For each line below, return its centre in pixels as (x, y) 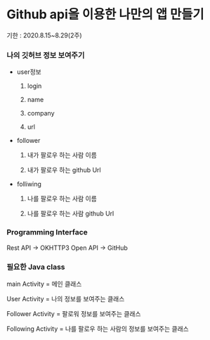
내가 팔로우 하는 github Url (64, 170)
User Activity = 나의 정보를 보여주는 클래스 (66, 298)
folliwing (29, 184)
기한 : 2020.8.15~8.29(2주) (44, 35)
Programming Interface (47, 232)
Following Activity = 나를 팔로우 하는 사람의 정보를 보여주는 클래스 (98, 329)
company (41, 113)
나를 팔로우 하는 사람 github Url (71, 214)
